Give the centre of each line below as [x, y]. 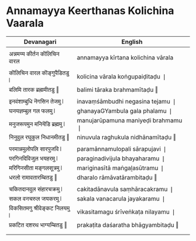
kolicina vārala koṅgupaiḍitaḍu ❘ [122, 76]
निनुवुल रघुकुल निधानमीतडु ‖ [39, 137]
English [132, 42]
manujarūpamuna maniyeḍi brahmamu [129, 120]
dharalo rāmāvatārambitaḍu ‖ [117, 177]
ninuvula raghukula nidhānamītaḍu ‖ [126, 137]
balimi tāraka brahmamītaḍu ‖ [118, 89]
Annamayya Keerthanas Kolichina [90, 11]
